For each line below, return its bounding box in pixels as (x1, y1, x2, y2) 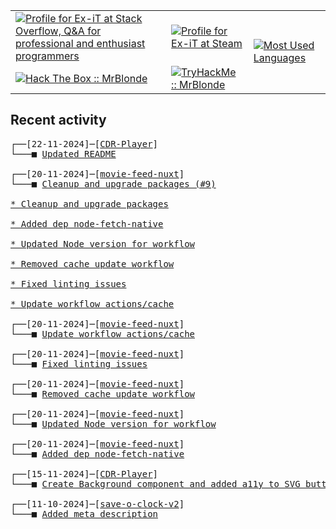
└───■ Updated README (10, 148, 117, 159)
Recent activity (10, 112, 107, 129)
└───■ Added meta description (10, 508, 159, 519)
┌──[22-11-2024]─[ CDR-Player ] (10, 138, 159, 149)
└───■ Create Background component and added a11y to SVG (10, 478, 301, 489)
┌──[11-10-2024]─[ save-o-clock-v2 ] (10, 498, 185, 509)
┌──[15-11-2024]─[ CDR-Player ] (10, 468, 159, 479)
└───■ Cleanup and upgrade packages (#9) (10, 178, 217, 189)
